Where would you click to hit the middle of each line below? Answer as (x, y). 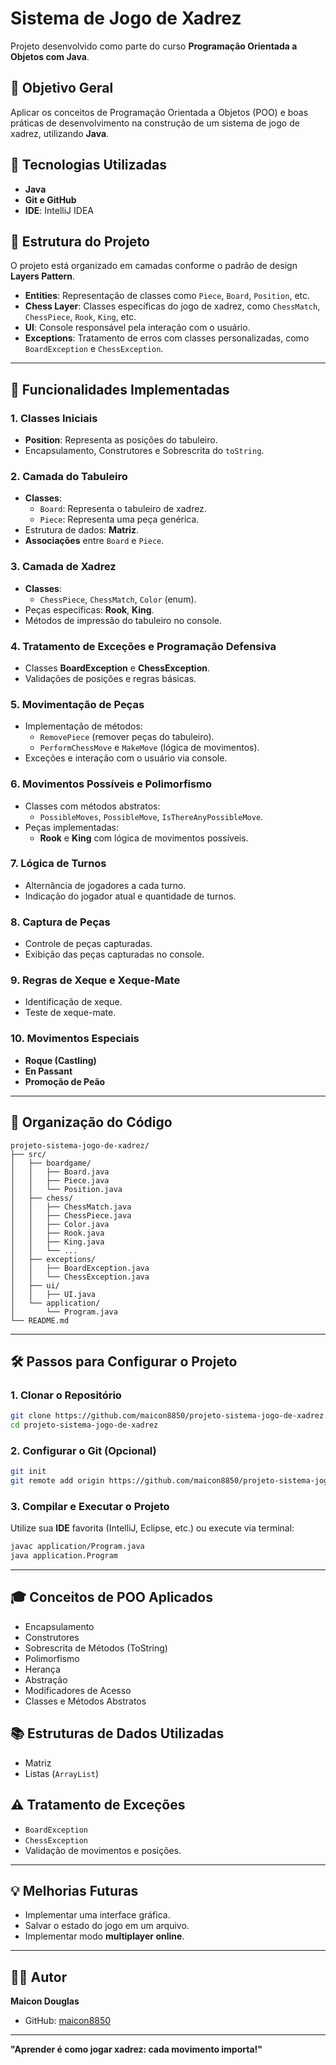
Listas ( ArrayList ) (61, 1773)
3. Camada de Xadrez (63, 567)
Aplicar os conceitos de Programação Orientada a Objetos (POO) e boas (159, 112)
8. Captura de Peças (60, 922)
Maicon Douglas (45, 2001)
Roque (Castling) (60, 1060)
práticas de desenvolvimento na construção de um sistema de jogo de (155, 123)
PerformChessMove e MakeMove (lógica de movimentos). (149, 748)
